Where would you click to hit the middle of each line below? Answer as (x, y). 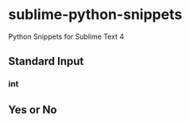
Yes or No (33, 110)
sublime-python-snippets (95, 15)
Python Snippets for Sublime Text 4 (66, 36)
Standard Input (46, 61)
